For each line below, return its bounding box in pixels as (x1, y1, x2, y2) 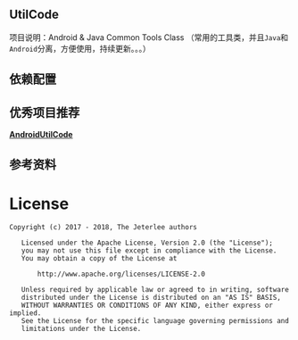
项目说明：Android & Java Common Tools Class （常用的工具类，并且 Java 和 (9, 31, 289, 43)
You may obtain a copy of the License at (21, 254, 178, 263)
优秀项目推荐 (9, 104, 80, 120)
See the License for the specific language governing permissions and (21, 317, 290, 326)
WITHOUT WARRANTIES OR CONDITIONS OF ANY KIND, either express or (21, 301, 274, 311)
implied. (9, 309, 42, 318)
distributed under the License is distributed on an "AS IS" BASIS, (21, 294, 281, 303)
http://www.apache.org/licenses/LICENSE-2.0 (37, 270, 205, 279)
